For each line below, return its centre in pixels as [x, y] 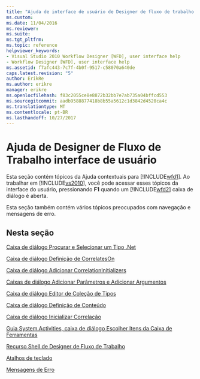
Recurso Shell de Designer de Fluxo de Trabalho [66, 346]
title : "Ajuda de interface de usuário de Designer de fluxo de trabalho [100, 12]
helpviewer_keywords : [33, 51]
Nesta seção [30, 232]
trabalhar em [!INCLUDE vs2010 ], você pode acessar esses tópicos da [92, 183]
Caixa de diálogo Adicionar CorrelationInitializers [66, 270]
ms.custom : [20, 17]
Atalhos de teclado [29, 358]
